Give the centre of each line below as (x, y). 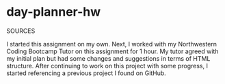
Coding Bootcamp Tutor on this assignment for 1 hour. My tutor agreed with (112, 51)
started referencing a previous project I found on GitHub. (87, 73)
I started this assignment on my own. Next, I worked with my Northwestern (111, 44)
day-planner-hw (54, 12)
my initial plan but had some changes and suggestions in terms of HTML (108, 58)
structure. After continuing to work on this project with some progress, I (107, 66)
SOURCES (21, 31)
